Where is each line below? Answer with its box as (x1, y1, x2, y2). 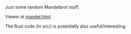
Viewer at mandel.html (5, 14, 51, 19)
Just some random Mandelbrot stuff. (5, 4, 80, 10)
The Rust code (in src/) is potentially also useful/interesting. (5, 23, 127, 29)
